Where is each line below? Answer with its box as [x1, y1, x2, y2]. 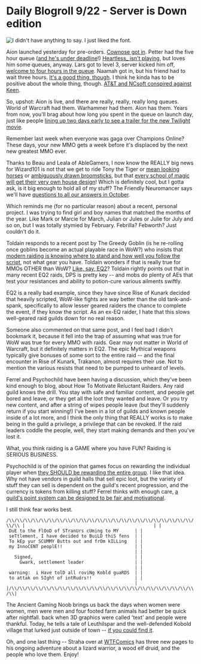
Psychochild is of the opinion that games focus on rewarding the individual [6, 462, 190, 470]
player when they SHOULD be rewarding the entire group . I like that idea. [6, 469, 186, 476]
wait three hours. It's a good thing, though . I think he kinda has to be [6, 74, 175, 81]
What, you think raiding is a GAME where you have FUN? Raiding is [6, 444, 172, 452]
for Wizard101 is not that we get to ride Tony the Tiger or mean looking [6, 166, 179, 173]
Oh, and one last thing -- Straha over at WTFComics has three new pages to [6, 638, 194, 645]
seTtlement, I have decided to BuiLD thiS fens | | [8, 533, 144, 539]
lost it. [6, 433, 22, 440]
